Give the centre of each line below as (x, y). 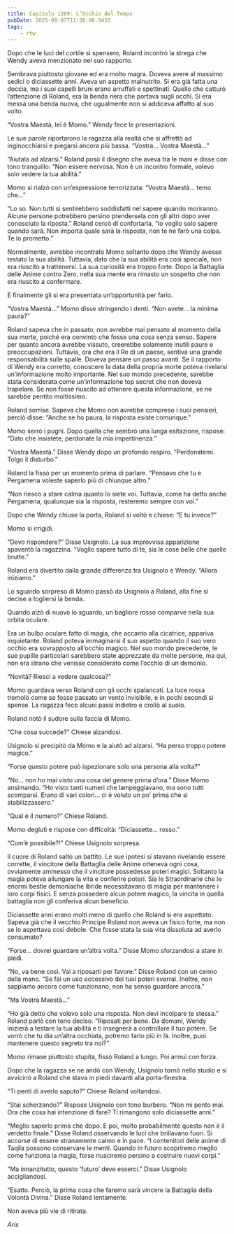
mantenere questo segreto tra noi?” (58, 1043)
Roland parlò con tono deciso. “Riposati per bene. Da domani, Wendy (107, 1021)
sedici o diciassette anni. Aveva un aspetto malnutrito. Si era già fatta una (112, 82)
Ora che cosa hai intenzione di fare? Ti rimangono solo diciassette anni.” (111, 1112)
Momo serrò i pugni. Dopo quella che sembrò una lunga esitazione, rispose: (116, 431)
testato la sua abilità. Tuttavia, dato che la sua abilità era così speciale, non (115, 259)
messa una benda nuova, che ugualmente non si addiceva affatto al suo (111, 104)
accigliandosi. (27, 1177)
